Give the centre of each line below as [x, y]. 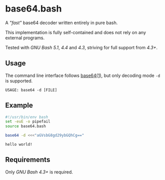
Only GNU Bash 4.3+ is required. [39, 172]
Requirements [28, 160]
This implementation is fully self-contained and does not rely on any [76, 32]
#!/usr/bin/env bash [27, 117]
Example [19, 105]
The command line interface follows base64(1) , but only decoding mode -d [83, 75]
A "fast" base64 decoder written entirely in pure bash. [62, 23]
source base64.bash [26, 126]
